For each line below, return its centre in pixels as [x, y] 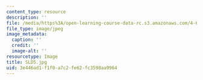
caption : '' [27, 40]
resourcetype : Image [32, 57]
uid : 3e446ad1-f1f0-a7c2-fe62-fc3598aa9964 [62, 68]
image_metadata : [27, 34]
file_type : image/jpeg [35, 29]
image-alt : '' [29, 51]
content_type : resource [36, 12]
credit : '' [25, 46]
